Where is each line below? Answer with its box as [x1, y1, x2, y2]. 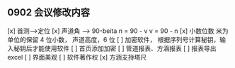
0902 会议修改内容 [7, 6, 91, 19]
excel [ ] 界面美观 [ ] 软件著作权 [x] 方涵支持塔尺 [7, 53, 147, 61]
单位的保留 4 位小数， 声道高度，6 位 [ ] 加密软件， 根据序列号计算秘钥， [7, 35, 220, 43]
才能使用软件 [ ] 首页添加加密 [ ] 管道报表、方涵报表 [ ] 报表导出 [31, 44, 217, 53]
